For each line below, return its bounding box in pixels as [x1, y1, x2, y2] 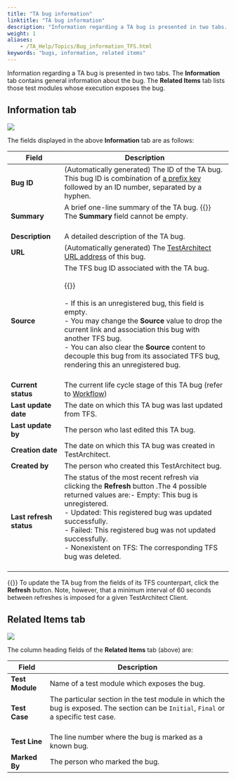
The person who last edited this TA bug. [64, 425, 195, 435]
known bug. [49, 741, 89, 750]
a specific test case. [49, 712, 116, 722]
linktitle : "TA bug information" [7, 17, 105, 24]
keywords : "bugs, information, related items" [7, 50, 146, 57]
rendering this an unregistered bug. [64, 359, 181, 369]
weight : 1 [7, 30, 37, 37]
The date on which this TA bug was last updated [64, 400, 223, 410]
